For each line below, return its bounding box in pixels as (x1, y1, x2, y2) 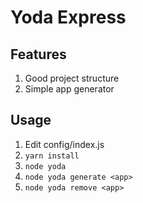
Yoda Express (10, 6, 127, 29)
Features (10, 46, 67, 63)
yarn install (24, 151, 80, 161)
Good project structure (24, 72, 120, 84)
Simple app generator (24, 83, 115, 95)
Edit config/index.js (24, 138, 105, 150)
